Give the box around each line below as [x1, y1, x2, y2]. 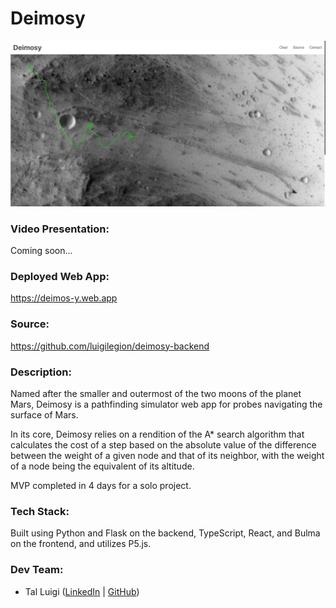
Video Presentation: [10, 222, 110, 236]
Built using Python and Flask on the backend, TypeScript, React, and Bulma [10, 527, 321, 539]
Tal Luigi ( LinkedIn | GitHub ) [24, 585, 140, 597]
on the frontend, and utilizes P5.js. [10, 538, 152, 550]
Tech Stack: [10, 504, 70, 518]
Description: [10, 365, 72, 379]
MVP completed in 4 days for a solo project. [10, 479, 192, 491]
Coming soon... [10, 245, 73, 257]
